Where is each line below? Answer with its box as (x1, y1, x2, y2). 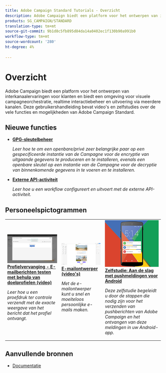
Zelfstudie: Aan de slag (105, 267, 154, 273)
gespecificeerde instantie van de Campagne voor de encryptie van (12, 151, 149, 157)
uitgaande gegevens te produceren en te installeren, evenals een (12, 156, 145, 163)
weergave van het (7, 305, 44, 311)
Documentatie (12, 363, 41, 369)
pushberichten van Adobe (105, 308, 158, 314)
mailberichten (7, 269, 37, 275)
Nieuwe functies (5, 123, 57, 132)
